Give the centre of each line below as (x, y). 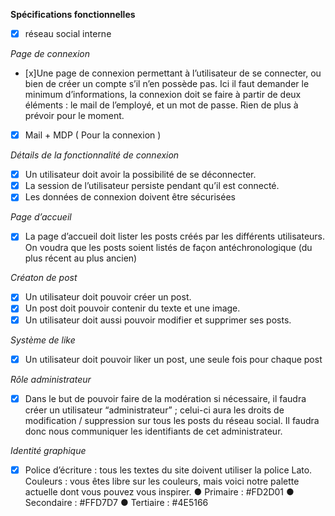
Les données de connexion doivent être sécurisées (130, 197)
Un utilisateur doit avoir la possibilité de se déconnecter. (140, 175)
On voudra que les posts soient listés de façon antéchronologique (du (168, 248)
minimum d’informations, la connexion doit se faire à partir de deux (163, 95)
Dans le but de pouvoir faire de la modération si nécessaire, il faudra (165, 398)
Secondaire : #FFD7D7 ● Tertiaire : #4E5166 (116, 502)
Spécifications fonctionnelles (73, 14)
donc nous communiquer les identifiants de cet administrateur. (153, 431)
